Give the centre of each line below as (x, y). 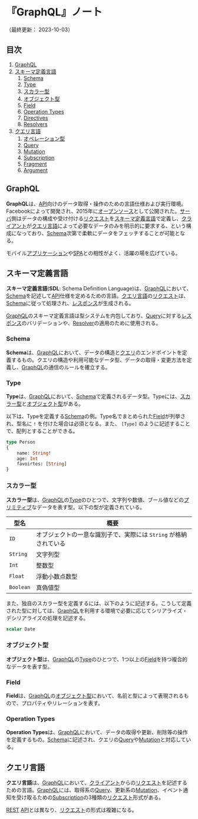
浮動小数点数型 (57, 576)
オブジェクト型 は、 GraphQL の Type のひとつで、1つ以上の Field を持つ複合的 (97, 659)
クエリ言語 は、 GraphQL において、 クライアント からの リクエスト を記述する (97, 783)
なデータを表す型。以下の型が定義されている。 (88, 507)
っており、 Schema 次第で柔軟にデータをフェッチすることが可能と (101, 233)
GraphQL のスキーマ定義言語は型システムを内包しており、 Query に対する (94, 316)
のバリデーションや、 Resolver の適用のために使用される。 (91, 323)
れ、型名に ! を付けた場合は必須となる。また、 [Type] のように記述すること (98, 423)
